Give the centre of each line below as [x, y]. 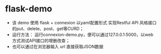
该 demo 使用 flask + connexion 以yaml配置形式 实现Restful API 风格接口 [84, 22]
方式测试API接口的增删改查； [41, 40]
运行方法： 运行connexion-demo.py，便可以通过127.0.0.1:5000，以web [83, 34]
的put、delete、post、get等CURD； [48, 28]
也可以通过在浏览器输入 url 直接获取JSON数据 [58, 46]
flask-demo [29, 9]
